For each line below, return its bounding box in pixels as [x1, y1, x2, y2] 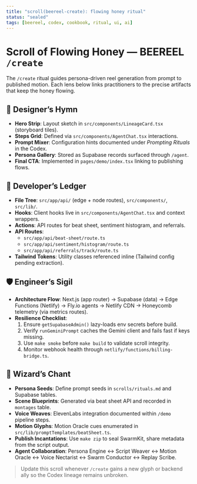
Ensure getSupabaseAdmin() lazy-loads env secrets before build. [23, 321, 178, 328]
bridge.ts [23, 353, 48, 359]
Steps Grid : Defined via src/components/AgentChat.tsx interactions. [14, 133, 178, 140]
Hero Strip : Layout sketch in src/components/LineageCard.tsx [14, 120, 163, 127]
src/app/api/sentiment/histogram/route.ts [23, 241, 129, 248]
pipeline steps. [14, 416, 51, 423]
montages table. [14, 403, 51, 410]
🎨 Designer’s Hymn [6, 104, 78, 114]
